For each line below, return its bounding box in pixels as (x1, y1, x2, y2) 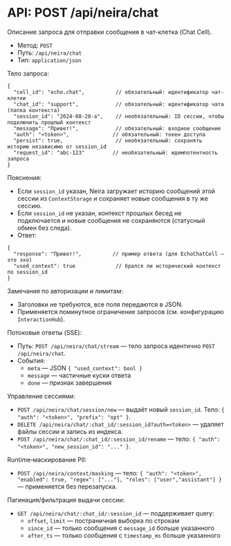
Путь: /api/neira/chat (17, 48, 82, 57)
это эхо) (7, 256, 33, 264)
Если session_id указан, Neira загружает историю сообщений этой (17, 187, 216, 195)
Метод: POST (17, 41, 53, 49)
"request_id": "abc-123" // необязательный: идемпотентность (13, 149, 218, 156)
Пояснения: (7, 173, 42, 181)
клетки (7, 95, 26, 102)
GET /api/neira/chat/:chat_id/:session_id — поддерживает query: (17, 509, 214, 517)
